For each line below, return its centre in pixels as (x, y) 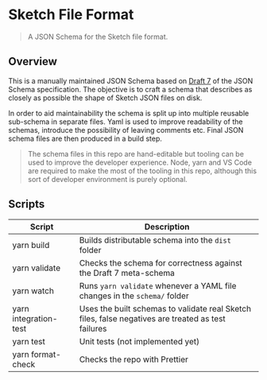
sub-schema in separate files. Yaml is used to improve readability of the (126, 122)
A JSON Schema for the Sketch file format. (98, 37)
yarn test (29, 341)
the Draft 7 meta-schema (127, 273)
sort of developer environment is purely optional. (108, 179)
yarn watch (33, 290)
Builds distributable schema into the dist (155, 240)
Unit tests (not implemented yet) (139, 341)
